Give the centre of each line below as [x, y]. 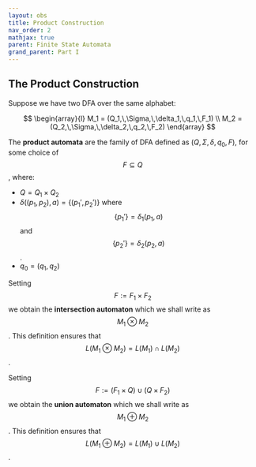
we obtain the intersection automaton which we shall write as [109, 309]
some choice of [34, 152]
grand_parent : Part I [44, 52]
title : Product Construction [56, 23]
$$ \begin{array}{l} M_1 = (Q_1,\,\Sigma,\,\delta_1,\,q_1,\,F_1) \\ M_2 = [133, 118]
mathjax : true [32, 37]
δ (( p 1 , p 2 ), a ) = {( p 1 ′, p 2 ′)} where [71, 204]
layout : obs [28, 15]
